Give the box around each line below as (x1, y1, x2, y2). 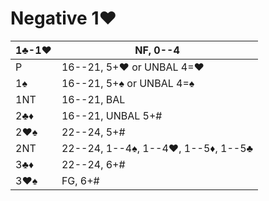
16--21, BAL (61, 92, 126, 106)
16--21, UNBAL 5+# (61, 108, 163, 122)
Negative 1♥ (10, 7, 118, 30)
